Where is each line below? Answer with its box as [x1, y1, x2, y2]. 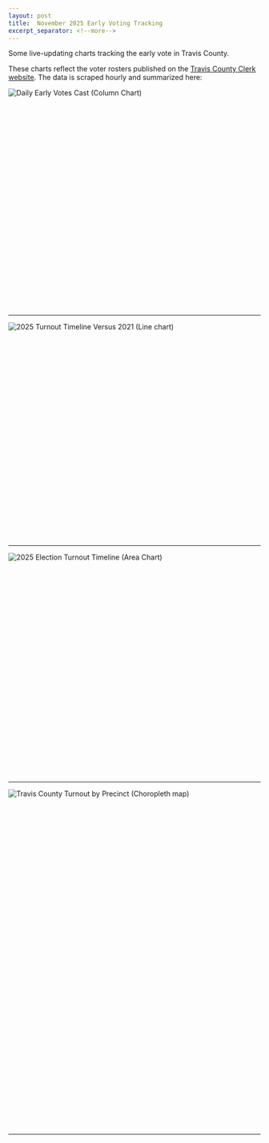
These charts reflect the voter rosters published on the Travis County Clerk [8, 64, 256, 74]
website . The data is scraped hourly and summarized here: [8, 73, 203, 83]
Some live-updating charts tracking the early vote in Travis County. [8, 49, 230, 59]
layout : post [8, 11, 52, 20]
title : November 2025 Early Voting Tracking [8, 19, 163, 27]
